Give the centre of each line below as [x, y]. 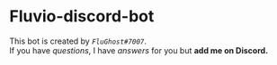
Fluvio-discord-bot [82, 16]
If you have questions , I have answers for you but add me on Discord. [139, 50]
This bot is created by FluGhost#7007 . [78, 41]
